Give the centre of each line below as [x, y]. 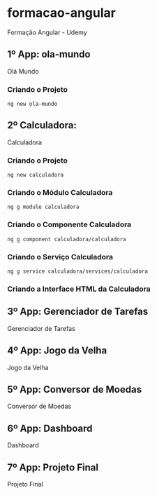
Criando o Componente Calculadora [69, 224]
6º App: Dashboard [50, 428]
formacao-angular [62, 13]
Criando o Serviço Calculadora [60, 257]
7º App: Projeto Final [53, 467]
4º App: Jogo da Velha [57, 351]
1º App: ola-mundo [49, 54]
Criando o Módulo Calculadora [60, 193]
